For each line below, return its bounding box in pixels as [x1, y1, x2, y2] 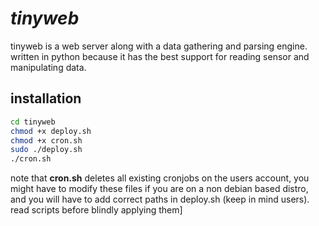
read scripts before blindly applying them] [10, 204, 183, 216]
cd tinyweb [10, 117, 56, 127]
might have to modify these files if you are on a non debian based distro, [10, 183, 309, 195]
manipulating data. [10, 61, 87, 73]
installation [10, 90, 82, 107]
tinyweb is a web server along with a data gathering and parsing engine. [10, 40, 308, 52]
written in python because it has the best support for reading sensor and [10, 50, 310, 62]
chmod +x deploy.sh [10, 126, 92, 136]
